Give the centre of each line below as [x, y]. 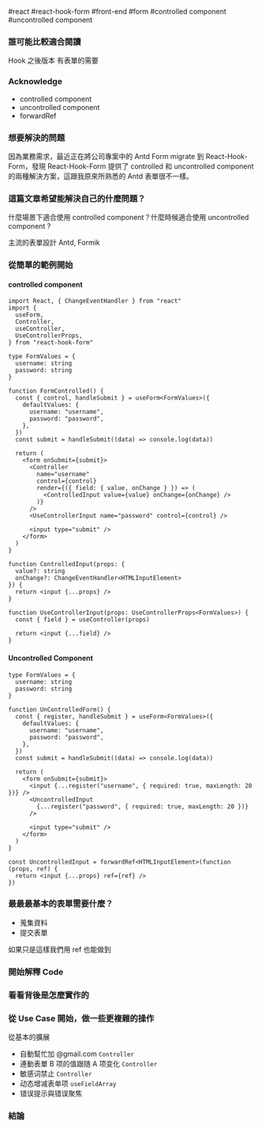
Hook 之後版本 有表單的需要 [53, 61]
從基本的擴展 [29, 1037]
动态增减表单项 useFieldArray [68, 1083]
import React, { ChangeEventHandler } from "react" [95, 301]
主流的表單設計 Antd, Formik [54, 243]
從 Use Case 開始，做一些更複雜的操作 [81, 1018]
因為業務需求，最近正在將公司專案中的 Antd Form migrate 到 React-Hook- [128, 156]
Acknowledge [36, 82]
